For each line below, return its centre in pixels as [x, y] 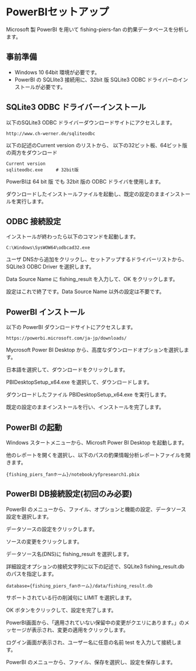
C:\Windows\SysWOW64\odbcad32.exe [48, 248]
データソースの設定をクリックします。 [52, 529]
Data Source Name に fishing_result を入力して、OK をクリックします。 [92, 279]
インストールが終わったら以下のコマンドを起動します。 [73, 237]
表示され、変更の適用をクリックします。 [80, 630]
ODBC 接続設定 [34, 221]
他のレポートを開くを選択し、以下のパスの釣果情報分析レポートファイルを [96, 455]
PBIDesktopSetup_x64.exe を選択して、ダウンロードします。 [79, 382]
